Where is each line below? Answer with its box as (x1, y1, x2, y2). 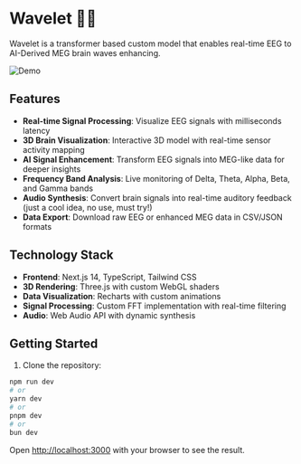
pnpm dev (9, 411, 42, 420)
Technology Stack (9, 248, 114, 263)
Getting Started (9, 336, 99, 351)
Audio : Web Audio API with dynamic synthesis (22, 309, 196, 320)
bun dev (9, 428, 39, 437)
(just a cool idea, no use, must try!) (22, 202, 153, 213)
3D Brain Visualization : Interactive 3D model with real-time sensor (22, 135, 271, 146)
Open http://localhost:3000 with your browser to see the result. (9, 444, 246, 455)
